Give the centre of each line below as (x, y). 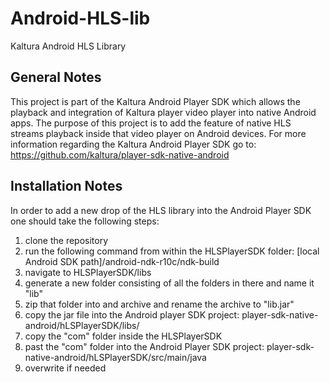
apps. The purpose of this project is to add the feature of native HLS (151, 123)
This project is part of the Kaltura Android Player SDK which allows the (155, 101)
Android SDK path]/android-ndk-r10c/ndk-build (122, 261)
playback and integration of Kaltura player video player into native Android (163, 112)
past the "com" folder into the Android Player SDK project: (144, 346)
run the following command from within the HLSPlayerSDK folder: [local (172, 251)
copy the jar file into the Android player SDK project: (132, 314)
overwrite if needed (65, 368)
